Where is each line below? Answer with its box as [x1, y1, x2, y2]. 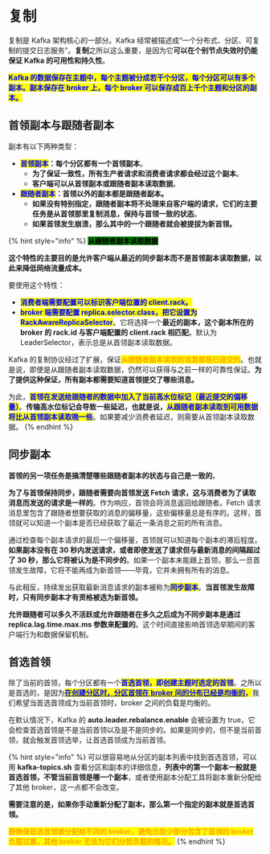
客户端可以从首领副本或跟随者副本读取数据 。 [31, 179, 181, 188]
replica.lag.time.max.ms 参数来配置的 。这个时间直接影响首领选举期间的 [8, 619, 249, 629]
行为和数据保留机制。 [22, 629, 93, 639]
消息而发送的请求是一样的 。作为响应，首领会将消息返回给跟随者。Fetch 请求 [8, 498, 261, 507]
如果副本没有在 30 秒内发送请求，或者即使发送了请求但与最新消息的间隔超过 [8, 544, 261, 555]
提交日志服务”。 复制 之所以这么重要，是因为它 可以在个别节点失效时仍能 [22, 45, 259, 55]
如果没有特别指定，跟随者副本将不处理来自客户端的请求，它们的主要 [31, 199, 258, 208]
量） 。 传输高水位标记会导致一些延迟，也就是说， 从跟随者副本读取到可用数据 [8, 401, 259, 411]
